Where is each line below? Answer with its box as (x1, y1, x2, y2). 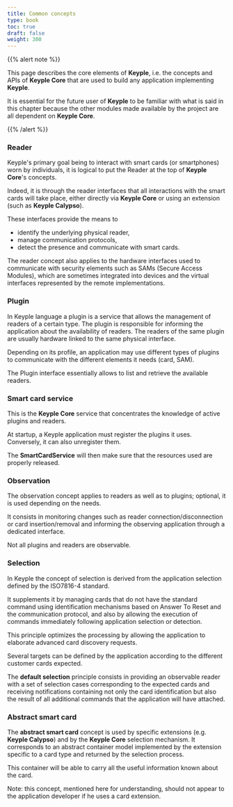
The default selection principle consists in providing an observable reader (7, 673, 220, 681)
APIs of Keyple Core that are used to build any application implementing (7, 76, 214, 84)
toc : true (7, 23, 36, 30)
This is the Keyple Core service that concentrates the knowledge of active (7, 409, 220, 418)
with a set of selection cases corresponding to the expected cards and (7, 680, 210, 688)
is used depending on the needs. (7, 499, 102, 508)
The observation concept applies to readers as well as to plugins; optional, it (7, 492, 226, 500)
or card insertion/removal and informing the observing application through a (7, 520, 225, 528)
